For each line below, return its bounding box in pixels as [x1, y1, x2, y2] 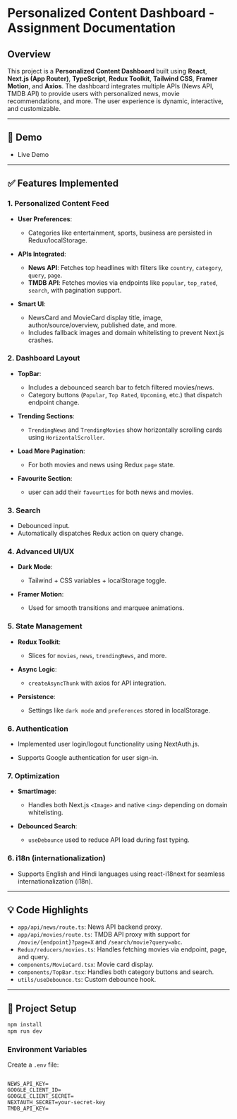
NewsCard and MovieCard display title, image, [28, 313, 164, 322]
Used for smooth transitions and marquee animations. [28, 604, 185, 612]
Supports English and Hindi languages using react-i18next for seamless [17, 869, 226, 878]
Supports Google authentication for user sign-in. [17, 753, 159, 761]
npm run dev [7, 1028, 42, 1035]
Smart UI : [17, 299, 46, 308]
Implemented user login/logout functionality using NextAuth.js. [17, 739, 200, 748]
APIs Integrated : [17, 250, 67, 258]
